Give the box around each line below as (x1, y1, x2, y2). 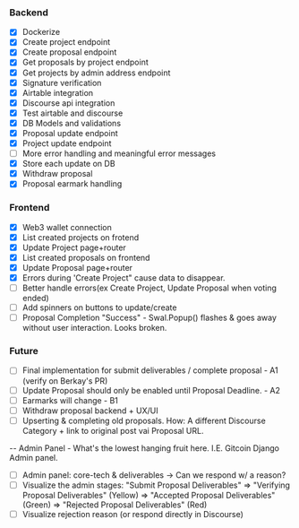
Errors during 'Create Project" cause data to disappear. (21, 272, 226, 283)
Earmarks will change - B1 (21, 394, 119, 405)
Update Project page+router (21, 242, 127, 253)
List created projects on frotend (21, 231, 140, 243)
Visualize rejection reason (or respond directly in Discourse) (21, 508, 244, 519)
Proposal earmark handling (21, 178, 123, 189)
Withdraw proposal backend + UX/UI (21, 405, 158, 416)
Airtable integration (21, 87, 94, 98)
